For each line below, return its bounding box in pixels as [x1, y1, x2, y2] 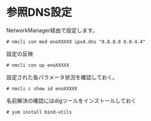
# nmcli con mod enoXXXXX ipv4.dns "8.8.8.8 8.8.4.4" [6, 39, 146, 45]
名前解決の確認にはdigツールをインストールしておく [6, 97, 137, 104]
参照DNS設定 [6, 5, 72, 19]
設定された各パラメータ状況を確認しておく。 [6, 73, 118, 80]
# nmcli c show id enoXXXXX [6, 85, 78, 91]
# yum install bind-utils [6, 109, 72, 115]
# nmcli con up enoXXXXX [6, 62, 69, 68]
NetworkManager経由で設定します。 [6, 27, 98, 34]
